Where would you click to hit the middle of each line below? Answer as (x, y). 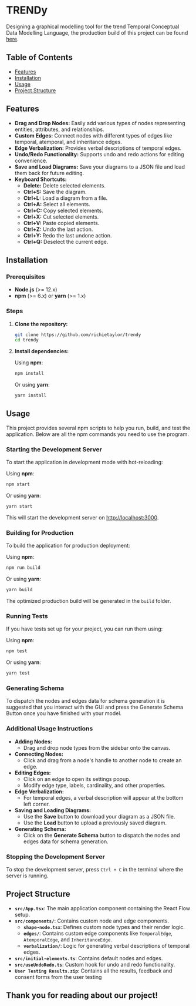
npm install (29, 374)
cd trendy (27, 340)
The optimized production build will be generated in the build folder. (89, 601)
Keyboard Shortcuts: (40, 179)
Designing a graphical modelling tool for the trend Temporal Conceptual (93, 26)
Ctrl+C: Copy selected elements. (63, 210)
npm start (18, 484)
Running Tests (27, 616)
